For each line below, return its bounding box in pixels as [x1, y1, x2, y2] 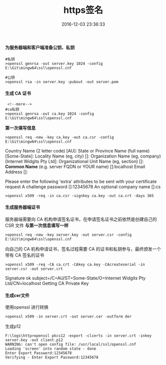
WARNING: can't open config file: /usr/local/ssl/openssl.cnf [5, 342, 136, 347]
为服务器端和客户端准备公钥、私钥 [5, 44, 75, 50]
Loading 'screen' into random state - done [5, 346, 97, 352]
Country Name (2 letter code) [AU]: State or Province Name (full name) [5, 148, 150, 154]
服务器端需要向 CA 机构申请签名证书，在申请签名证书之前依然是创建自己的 [5, 216, 157, 222]
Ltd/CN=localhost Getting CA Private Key [5, 280, 89, 286]
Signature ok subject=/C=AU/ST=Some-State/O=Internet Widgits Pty [5, 275, 146, 281]
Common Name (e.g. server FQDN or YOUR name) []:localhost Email [5, 163, 145, 169]
